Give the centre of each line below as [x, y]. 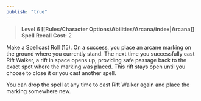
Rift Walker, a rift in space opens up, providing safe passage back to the [97, 60]
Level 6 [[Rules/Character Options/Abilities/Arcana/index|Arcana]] [108, 29]
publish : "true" [27, 12]
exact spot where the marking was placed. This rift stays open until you [96, 67]
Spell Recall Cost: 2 [46, 35]
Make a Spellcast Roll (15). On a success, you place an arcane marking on [99, 47]
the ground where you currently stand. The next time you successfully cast [100, 54]
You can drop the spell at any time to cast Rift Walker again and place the [98, 85]
